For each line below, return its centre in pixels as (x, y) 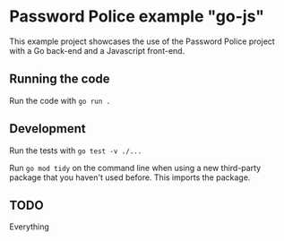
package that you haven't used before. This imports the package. (130, 177)
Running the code (60, 79)
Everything (29, 227)
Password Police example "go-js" (137, 17)
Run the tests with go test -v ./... (76, 151)
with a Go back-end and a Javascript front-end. (97, 50)
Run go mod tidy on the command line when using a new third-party (135, 168)
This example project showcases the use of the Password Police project (142, 41)
